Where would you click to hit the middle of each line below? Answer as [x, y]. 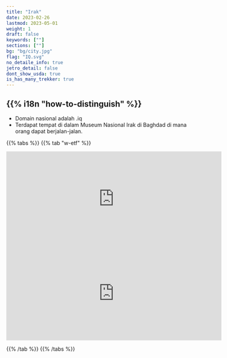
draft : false [23, 34]
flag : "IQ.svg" [25, 57]
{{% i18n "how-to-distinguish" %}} [74, 104]
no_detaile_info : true [35, 62]
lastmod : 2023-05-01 [32, 23]
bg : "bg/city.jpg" [29, 51]
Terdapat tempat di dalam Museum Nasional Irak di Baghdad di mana [101, 125]
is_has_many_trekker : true [40, 79]
